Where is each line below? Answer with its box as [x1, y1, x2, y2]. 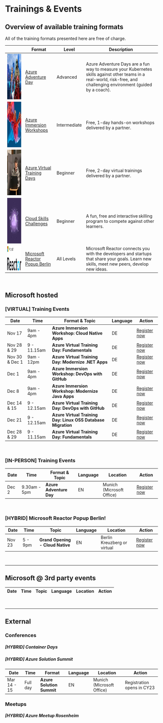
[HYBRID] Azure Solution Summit [5, 656, 73, 662]
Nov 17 [7, 330, 22, 336]
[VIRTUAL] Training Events [5, 305, 69, 312]
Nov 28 [7, 342, 22, 348]
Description [109, 46, 133, 52]
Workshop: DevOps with [52, 371, 103, 377]
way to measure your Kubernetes [86, 67, 152, 72]
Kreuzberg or [100, 539, 128, 545]
